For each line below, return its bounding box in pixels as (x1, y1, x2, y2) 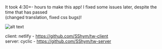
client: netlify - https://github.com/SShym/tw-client (5, 33, 108, 39)
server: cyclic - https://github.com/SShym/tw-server (5, 38, 111, 44)
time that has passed (5, 9, 48, 15)
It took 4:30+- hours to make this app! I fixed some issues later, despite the (5, 4, 157, 10)
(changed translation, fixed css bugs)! (5, 15, 82, 20)
